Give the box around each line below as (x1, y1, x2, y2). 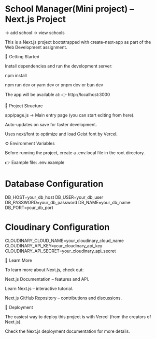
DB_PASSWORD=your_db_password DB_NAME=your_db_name (5, 199, 130, 205)
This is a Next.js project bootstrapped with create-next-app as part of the (5, 39, 151, 45)
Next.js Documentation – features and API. (5, 276, 89, 282)
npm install (5, 72, 27, 78)
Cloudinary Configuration (5, 222, 110, 233)
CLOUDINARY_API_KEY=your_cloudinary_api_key (5, 242, 102, 248)
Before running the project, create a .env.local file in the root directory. (5, 149, 145, 156)
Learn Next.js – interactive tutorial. (5, 285, 73, 291)
